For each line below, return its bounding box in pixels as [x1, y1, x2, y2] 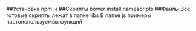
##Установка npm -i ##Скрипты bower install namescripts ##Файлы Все [6, 5, 191, 12]
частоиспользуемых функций [6, 18, 83, 25]
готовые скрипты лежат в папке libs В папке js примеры [6, 12, 152, 19]
